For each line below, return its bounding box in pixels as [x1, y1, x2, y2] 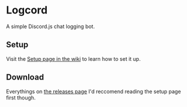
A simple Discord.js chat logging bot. [6, 23, 95, 30]
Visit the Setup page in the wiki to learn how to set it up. [6, 55, 141, 62]
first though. [6, 94, 36, 101]
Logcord [6, 4, 48, 17]
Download [6, 73, 44, 82]
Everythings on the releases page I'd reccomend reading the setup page [6, 88, 181, 95]
